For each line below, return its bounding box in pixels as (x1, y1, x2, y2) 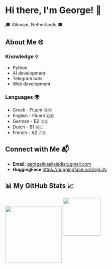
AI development (12, 70, 46, 76)
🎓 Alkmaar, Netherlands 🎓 (5, 21, 63, 27)
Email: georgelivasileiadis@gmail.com (12, 161, 91, 167)
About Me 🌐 (5, 38, 44, 47)
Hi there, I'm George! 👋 (5, 5, 102, 16)
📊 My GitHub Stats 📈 (5, 181, 74, 190)
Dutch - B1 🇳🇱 (12, 123, 44, 130)
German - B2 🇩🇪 (12, 118, 49, 124)
